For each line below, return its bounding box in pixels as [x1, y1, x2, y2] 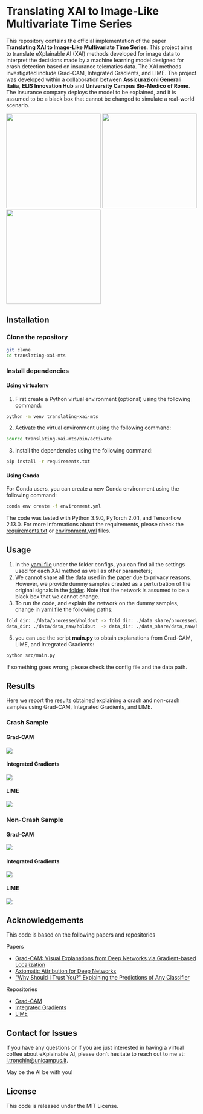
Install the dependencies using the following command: [14, 447, 153, 454]
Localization [14, 961, 46, 969]
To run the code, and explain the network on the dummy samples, [14, 600, 179, 607]
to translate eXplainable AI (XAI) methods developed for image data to [6, 50, 181, 57]
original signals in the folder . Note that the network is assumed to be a [14, 586, 190, 594]
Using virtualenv [6, 382, 49, 389]
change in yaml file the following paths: [14, 606, 113, 613]
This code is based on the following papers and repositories [6, 931, 156, 938]
